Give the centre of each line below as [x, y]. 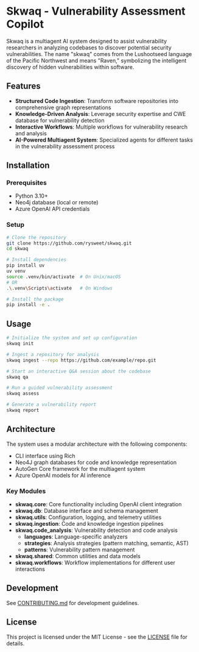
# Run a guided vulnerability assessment [60, 388]
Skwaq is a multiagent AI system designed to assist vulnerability [87, 41]
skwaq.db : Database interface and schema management [86, 511]
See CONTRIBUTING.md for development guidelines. [73, 603]
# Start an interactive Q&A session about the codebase [79, 371]
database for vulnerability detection [60, 120]
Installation [28, 166]
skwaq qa [17, 377]
